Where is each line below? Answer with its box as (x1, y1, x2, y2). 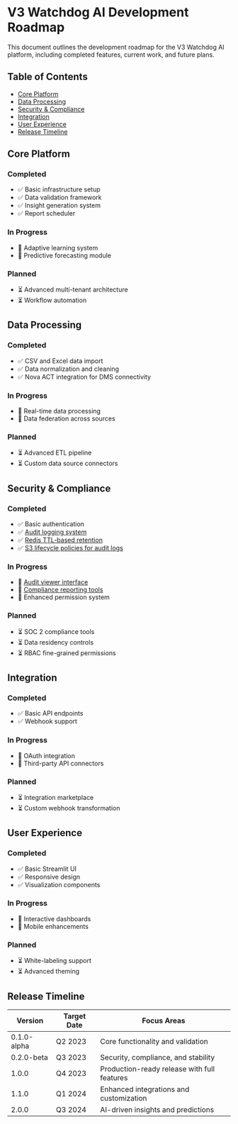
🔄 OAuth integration (17, 751, 76, 759)
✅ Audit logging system (17, 528, 87, 536)
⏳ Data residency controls (17, 638, 94, 646)
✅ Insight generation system (17, 201, 101, 210)
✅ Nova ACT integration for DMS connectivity (17, 372, 151, 381)
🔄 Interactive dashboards (17, 914, 91, 923)
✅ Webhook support (17, 717, 78, 725)
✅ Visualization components (17, 880, 101, 889)
